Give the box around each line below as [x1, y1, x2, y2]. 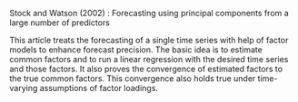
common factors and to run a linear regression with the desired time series [9, 54, 289, 64]
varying [9, 83, 38, 93]
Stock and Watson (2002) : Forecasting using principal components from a [9, 8, 289, 18]
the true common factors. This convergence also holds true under [9, 73, 256, 84]
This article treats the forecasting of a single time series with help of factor [9, 35, 289, 45]
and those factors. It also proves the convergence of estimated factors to [9, 63, 283, 74]
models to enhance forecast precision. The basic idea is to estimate [9, 44, 263, 55]
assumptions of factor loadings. [39, 83, 159, 93]
